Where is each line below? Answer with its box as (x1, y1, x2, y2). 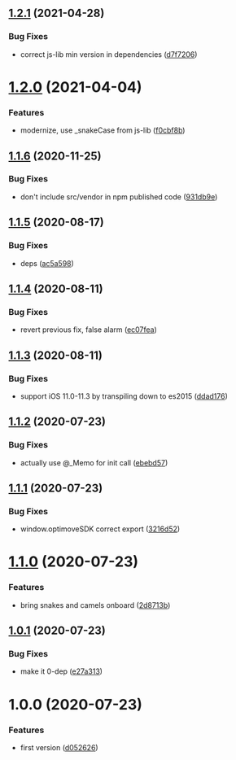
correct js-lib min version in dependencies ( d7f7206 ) (20, 49, 198, 59)
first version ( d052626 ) (20, 742, 99, 752)
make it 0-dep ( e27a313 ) (20, 666, 103, 676)
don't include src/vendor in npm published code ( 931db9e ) (20, 191, 218, 202)
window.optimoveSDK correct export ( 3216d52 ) (20, 524, 181, 534)
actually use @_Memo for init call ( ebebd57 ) (20, 457, 168, 467)
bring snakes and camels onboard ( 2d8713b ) (20, 600, 171, 609)
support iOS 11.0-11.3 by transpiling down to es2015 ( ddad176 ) (20, 391, 228, 401)
